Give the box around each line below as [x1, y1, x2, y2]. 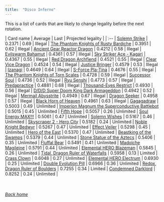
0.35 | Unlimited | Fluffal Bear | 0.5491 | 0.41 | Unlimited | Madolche [5, 139, 141, 145]
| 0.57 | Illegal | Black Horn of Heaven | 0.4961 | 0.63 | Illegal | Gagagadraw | [5, 98, 159, 103]
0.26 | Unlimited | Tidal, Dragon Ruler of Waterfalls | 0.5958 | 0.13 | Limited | [5, 150, 158, 156]
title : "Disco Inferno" [5, 7, 56, 12]
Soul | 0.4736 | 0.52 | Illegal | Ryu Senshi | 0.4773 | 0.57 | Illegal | [5, 77, 136, 83]
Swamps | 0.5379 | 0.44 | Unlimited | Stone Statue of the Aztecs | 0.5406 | [5, 134, 156, 140]
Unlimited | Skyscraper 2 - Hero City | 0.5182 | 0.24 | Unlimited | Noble [5, 119, 147, 125]
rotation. [5, 25, 22, 32]
